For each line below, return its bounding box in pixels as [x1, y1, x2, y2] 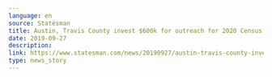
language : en [8, 11, 53, 20]
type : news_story [8, 57, 67, 65]
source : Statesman [8, 19, 70, 27]
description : [8, 42, 53, 50]
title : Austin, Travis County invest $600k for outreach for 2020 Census [8, 26, 263, 34]
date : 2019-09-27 [8, 34, 67, 43]
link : [8, 49, 27, 57]
